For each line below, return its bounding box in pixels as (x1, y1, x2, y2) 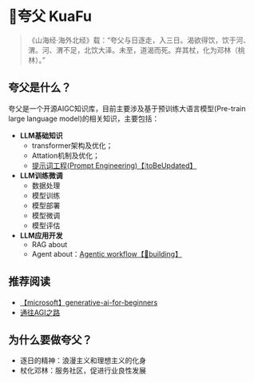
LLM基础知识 (19, 130, 63, 140)
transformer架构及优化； (31, 141, 113, 150)
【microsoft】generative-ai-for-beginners (19, 297, 158, 307)
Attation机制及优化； (31, 150, 100, 160)
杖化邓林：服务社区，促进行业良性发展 (19, 365, 146, 376)
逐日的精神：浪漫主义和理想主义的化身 (19, 356, 146, 365)
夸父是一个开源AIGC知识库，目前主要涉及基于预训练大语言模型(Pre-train (8, 103, 246, 113)
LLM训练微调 (19, 170, 63, 180)
